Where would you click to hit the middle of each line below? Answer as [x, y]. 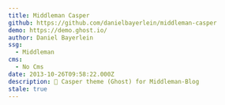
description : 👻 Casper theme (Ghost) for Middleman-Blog [104, 81]
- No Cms [30, 67]
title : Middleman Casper [49, 15]
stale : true [28, 89]
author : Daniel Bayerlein [51, 37]
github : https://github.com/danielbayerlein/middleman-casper [112, 23]
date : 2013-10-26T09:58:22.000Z [61, 74]
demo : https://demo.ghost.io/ [58, 30]
